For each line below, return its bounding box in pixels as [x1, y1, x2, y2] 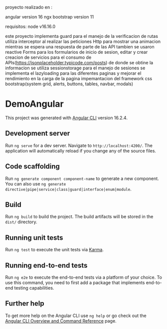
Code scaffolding [5, 162, 60, 171]
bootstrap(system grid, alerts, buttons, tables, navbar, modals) [5, 81, 134, 87]
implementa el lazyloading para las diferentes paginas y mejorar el [5, 70, 142, 76]
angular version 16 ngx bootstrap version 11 [5, 14, 94, 19]
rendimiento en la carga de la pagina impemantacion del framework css [5, 76, 153, 81]
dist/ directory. [5, 219, 37, 225]
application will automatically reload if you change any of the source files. [5, 148, 156, 154]
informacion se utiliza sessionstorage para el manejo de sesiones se [5, 65, 146, 71]
